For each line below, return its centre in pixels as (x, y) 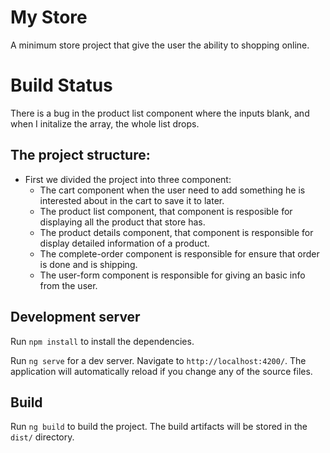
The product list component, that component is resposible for (166, 211)
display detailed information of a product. (124, 243)
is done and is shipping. (88, 264)
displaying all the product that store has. (122, 222)
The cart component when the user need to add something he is (172, 190)
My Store (49, 17)
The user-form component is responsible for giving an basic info (172, 275)
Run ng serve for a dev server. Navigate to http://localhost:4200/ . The (158, 360)
